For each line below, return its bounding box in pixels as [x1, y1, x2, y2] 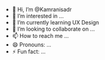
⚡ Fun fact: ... [12, 48, 46, 55]
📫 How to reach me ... [12, 32, 69, 39]
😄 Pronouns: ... [12, 41, 52, 48]
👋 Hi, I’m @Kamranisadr [12, 6, 72, 13]
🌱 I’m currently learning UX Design [12, 19, 100, 26]
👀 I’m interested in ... [12, 12, 64, 20]
